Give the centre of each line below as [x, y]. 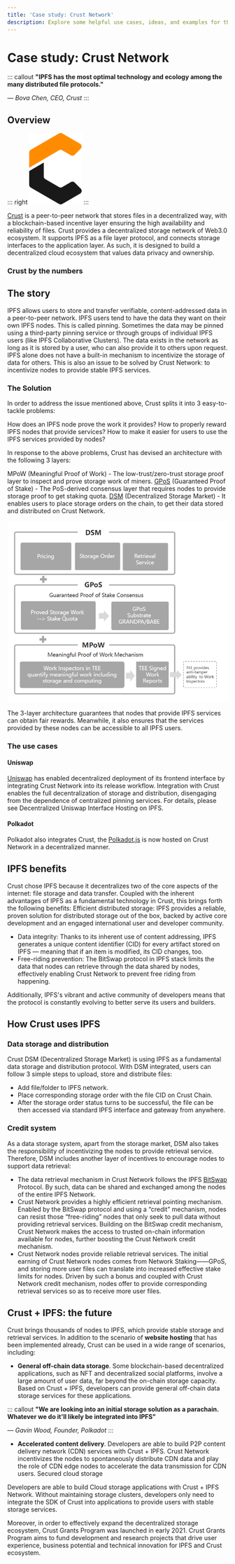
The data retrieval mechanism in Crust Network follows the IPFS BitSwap [122, 1179]
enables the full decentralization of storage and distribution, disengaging [112, 793]
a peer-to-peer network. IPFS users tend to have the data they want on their [117, 318]
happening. [34, 981]
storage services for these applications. [74, 1395]
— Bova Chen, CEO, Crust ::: [48, 98]
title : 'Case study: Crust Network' [60, 15]
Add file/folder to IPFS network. [63, 1088]
